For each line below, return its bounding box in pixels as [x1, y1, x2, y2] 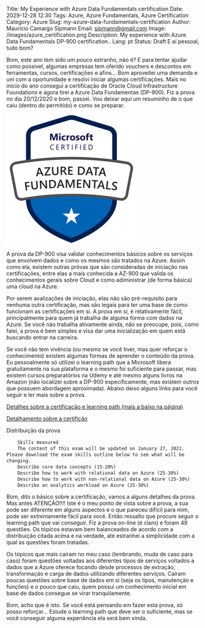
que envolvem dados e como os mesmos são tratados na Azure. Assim [6, 257, 185, 264]
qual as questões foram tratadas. [6, 539, 90, 546]
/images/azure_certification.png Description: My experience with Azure [6, 31, 187, 39]
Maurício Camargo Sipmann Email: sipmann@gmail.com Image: [6, 25, 166, 32]
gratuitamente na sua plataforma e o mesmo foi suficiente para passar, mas [6, 365, 197, 373]
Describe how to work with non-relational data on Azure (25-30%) [17, 476, 190, 482]
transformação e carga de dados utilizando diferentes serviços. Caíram [6, 570, 186, 577]
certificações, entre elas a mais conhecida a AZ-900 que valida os [6, 270, 174, 277]
